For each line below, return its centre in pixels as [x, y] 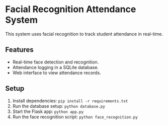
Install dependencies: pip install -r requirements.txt [70, 101]
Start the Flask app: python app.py [48, 111]
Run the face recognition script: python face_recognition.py [75, 116]
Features [19, 50]
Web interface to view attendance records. [57, 73]
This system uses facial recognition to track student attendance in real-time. [84, 34]
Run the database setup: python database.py [59, 106]
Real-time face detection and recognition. [56, 62]
